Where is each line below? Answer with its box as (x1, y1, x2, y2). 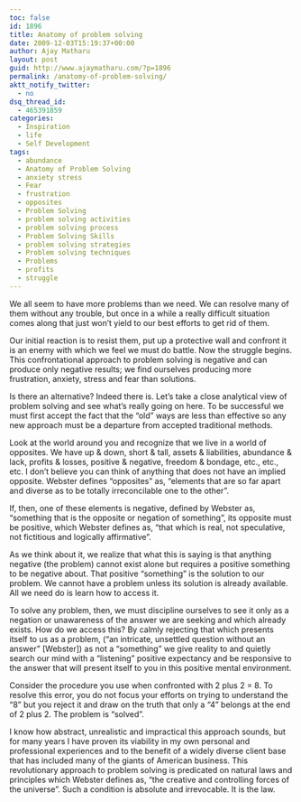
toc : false (9, 13, 50, 23)
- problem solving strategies (17, 240, 131, 249)
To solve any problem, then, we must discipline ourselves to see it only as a (9, 604, 290, 615)
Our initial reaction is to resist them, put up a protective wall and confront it (9, 335, 287, 346)
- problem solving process (17, 223, 119, 232)
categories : (9, 114, 54, 123)
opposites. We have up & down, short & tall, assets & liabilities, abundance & (9, 446, 293, 457)
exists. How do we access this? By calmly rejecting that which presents (9, 624, 275, 635)
